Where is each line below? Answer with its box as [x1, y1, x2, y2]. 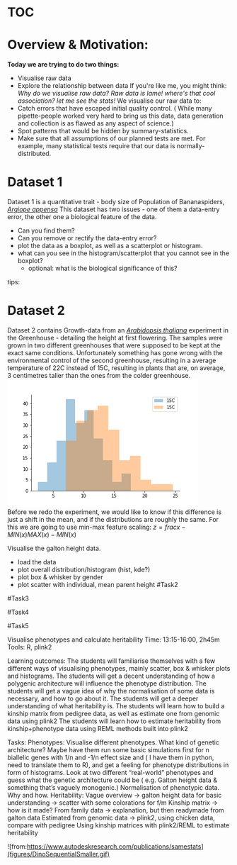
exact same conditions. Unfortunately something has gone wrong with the [7, 349, 223, 357]
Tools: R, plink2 [7, 643, 52, 651]
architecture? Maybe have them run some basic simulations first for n [7, 746, 210, 754]
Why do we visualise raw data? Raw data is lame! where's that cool [17, 89, 216, 98]
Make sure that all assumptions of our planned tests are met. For [17, 134, 206, 143]
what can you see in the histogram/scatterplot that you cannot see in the [17, 249, 230, 257]
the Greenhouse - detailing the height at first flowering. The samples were [7, 334, 224, 342]
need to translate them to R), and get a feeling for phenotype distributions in [7, 761, 229, 769]
